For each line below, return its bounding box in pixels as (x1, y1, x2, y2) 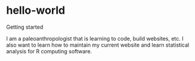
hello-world (6, 4, 66, 17)
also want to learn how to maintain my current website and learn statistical (6, 41, 190, 48)
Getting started (6, 23, 44, 30)
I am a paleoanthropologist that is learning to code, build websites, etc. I (6, 35, 184, 42)
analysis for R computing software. (6, 47, 92, 54)
